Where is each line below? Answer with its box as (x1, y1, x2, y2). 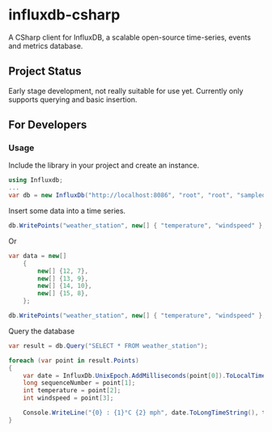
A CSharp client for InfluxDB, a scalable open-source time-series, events (8, 32, 251, 42)
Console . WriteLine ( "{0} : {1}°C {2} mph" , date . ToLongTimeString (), (23, 409, 259, 417)
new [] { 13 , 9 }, (37, 274, 89, 282)
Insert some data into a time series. (8, 206, 126, 216)
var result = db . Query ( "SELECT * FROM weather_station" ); (8, 341, 208, 349)
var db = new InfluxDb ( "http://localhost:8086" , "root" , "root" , (8, 192, 233, 200)
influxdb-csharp (8, 6, 121, 24)
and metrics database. (8, 40, 83, 50)
